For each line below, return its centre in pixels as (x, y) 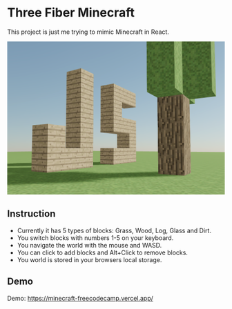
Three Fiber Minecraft (71, 13)
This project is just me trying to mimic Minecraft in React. (88, 32)
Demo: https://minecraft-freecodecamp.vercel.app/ (80, 298)
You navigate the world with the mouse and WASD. (89, 245)
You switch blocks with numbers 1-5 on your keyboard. (95, 238)
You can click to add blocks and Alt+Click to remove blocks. (103, 252)
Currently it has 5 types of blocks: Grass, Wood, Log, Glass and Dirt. (114, 230)
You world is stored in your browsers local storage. (89, 259)
